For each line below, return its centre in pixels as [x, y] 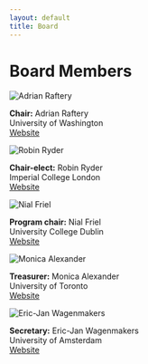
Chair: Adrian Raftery [49, 113]
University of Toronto [49, 286]
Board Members [71, 71]
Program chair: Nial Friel [55, 222]
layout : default [40, 18]
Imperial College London [55, 177]
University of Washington [56, 123]
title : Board [34, 26]
